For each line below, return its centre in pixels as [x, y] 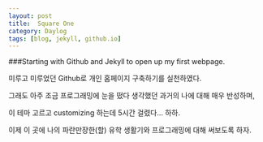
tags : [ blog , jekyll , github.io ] [65, 39]
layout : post [30, 16]
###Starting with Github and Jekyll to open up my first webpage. [117, 62]
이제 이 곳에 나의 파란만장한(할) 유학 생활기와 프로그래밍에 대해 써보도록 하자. [130, 130]
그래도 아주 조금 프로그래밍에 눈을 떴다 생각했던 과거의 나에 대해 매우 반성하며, [132, 96]
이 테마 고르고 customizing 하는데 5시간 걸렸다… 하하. [95, 113]
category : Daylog [38, 31]
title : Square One [41, 24]
